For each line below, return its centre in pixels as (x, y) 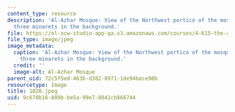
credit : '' (29, 65)
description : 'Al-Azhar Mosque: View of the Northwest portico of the (112, 20)
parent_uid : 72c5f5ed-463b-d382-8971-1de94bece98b (83, 78)
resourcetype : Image (37, 85)
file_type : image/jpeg (40, 40)
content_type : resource (42, 14)
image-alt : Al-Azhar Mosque (55, 72)
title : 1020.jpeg (33, 91)
